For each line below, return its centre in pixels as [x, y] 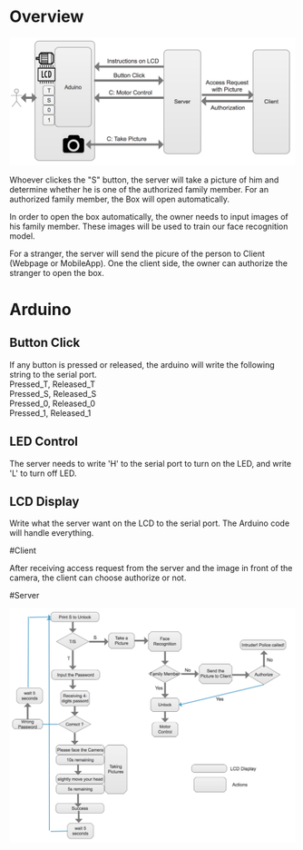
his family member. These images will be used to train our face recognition [149, 226]
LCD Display [44, 502]
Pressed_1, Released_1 [50, 413]
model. [22, 236]
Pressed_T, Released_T [53, 384]
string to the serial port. [53, 374]
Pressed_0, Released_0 [53, 403]
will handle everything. [52, 533]
